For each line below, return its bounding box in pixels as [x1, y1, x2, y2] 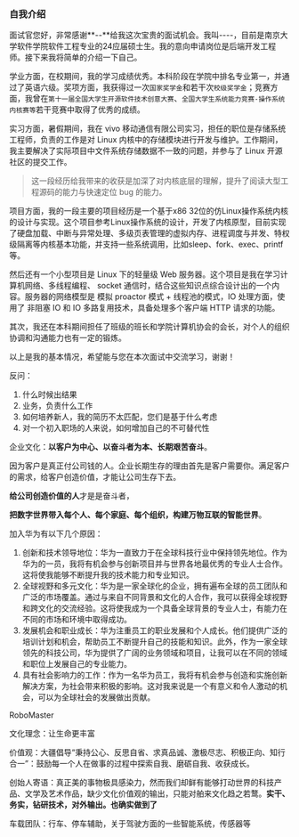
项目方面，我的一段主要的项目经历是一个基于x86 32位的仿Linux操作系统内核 [9, 206, 289, 216]
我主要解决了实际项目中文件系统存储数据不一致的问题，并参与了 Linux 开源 [9, 145, 283, 157]
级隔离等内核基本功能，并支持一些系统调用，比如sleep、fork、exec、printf [9, 239, 284, 250]
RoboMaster [9, 710, 54, 720]
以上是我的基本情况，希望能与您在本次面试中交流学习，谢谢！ [9, 352, 236, 362]
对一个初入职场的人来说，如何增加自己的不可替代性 [21, 423, 210, 434]
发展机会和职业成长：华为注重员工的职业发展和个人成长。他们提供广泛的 [21, 625, 287, 636]
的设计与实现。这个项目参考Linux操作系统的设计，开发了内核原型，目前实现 [9, 216, 287, 228]
